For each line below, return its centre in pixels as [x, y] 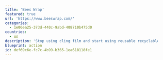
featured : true [20, 14]
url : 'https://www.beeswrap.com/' [40, 18]
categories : [17, 23]
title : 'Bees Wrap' [25, 9]
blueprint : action [24, 45]
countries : [16, 32]
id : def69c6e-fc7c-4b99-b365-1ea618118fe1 [49, 50]
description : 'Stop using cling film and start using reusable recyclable [82, 41]
